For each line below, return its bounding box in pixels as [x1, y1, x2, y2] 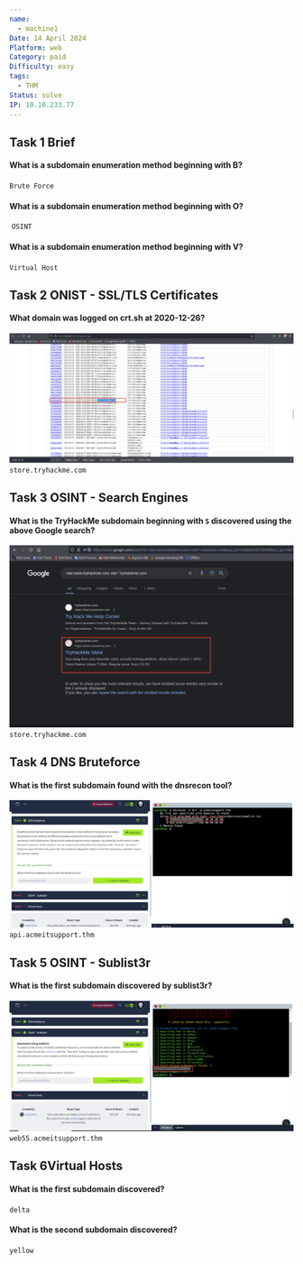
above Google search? [9, 524, 96, 536]
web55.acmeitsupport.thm [9, 1134, 103, 1143]
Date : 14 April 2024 [9, 33, 87, 42]
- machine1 [17, 23, 59, 33]
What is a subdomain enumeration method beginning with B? [9, 160, 243, 171]
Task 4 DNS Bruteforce [9, 754, 141, 770]
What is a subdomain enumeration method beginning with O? [9, 200, 243, 211]
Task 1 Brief [9, 134, 76, 150]
